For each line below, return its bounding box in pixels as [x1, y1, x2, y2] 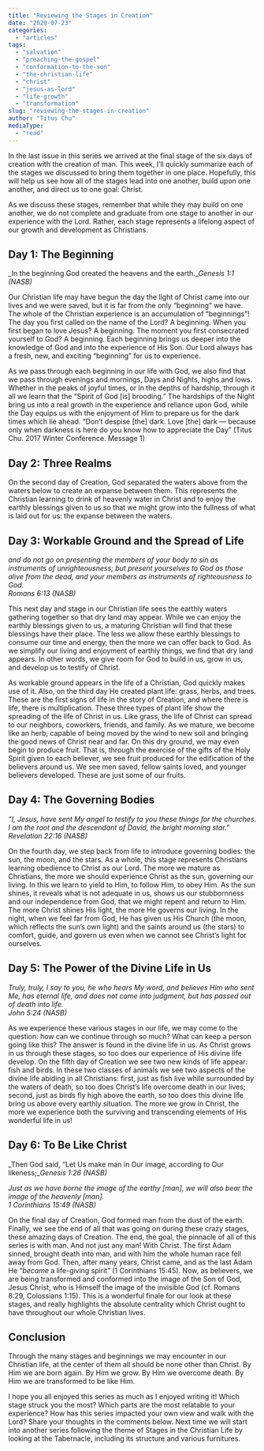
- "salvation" [15, 48, 61, 56]
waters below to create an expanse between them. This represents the [8, 486, 238, 496]
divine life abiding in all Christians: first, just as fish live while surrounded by [8, 1073, 255, 1083]
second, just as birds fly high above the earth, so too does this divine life [8, 1090, 244, 1099]
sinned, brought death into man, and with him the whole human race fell [8, 1249, 242, 1258]
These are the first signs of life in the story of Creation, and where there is [8, 695, 249, 704]
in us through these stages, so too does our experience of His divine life [8, 1048, 242, 1057]
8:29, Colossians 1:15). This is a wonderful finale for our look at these [8, 1291, 232, 1300]
